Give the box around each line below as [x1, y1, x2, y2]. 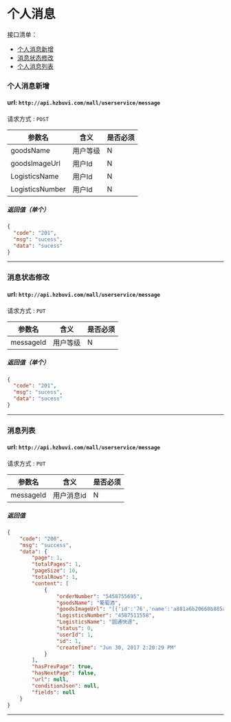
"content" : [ [32, 580, 69, 587]
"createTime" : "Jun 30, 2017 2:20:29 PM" [56, 644, 177, 651]
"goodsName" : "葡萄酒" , [56, 599, 122, 606]
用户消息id [52, 491, 87, 500]
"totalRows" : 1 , [32, 574, 78, 581]
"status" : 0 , [56, 625, 94, 632]
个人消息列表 [16, 62, 54, 70]
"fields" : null [32, 689, 76, 696]
